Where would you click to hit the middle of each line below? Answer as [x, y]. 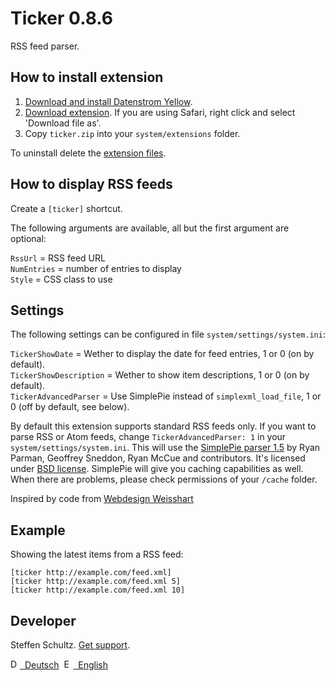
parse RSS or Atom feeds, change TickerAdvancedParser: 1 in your [148, 437]
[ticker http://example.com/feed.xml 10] [98, 590]
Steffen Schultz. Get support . [70, 645]
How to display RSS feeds [91, 184]
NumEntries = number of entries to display [96, 268]
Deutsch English [66, 665]
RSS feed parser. [45, 46]
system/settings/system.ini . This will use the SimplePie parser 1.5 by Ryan [165, 448]
